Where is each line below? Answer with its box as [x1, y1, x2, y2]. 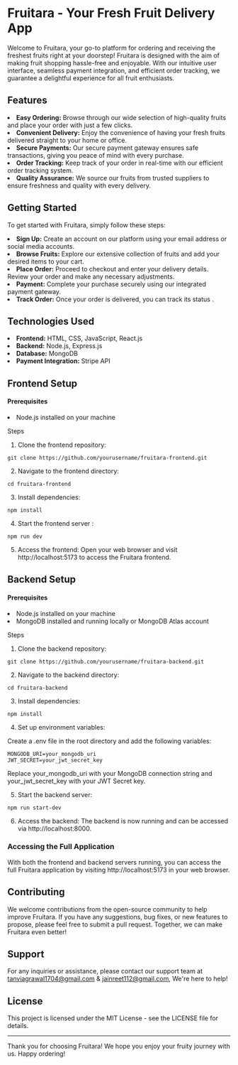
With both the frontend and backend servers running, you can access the [7, 858, 222, 866]
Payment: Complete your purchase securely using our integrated [16, 279, 207, 288]
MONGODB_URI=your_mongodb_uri [7, 750, 97, 757]
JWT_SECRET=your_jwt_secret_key [7, 757, 103, 764]
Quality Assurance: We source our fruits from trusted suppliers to [16, 173, 210, 182]
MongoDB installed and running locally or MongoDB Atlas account [16, 617, 209, 625]
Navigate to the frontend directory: [17, 467, 119, 475]
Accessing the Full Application [7, 842, 115, 852]
